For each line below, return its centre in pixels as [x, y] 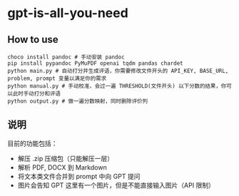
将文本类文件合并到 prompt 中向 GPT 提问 [79, 176]
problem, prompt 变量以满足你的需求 [57, 78]
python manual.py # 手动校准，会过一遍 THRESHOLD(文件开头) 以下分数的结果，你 [117, 86]
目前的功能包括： [32, 143]
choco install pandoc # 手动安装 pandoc [66, 57]
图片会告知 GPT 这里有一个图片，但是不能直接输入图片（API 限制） [116, 185]
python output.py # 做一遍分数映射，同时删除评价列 [78, 101]
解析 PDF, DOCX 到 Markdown [62, 167]
